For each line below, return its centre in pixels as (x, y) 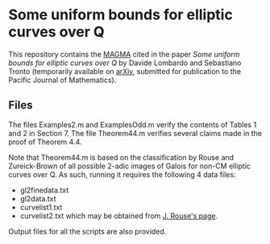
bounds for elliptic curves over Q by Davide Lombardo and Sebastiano (125, 63)
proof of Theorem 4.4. (45, 142)
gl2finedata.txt (44, 190)
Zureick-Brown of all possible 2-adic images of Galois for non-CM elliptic (130, 166)
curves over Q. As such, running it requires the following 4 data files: (122, 174)
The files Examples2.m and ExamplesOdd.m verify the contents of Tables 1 (133, 124)
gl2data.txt (38, 198)
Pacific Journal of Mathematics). (62, 80)
